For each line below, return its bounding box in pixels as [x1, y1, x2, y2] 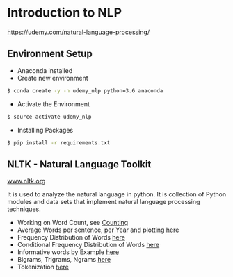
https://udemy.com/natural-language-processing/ [7, 28, 150, 36]
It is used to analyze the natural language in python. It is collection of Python [7, 190, 227, 199]
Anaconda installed [17, 66, 73, 74]
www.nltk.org [7, 177, 46, 185]
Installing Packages [17, 126, 74, 134]
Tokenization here [17, 262, 70, 271]
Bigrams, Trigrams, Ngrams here [17, 255, 111, 264]
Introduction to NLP [7, 5, 122, 21]
